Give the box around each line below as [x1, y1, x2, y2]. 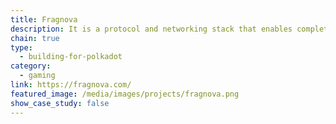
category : [10, 61, 52, 71]
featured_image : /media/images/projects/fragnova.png [10, 89, 240, 99]
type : [10, 42, 33, 53]
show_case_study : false [10, 98, 110, 108]
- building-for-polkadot [19, 52, 123, 62]
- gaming [19, 71, 56, 81]
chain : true [10, 33, 60, 43]
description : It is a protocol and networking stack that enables [10, 24, 293, 34]
